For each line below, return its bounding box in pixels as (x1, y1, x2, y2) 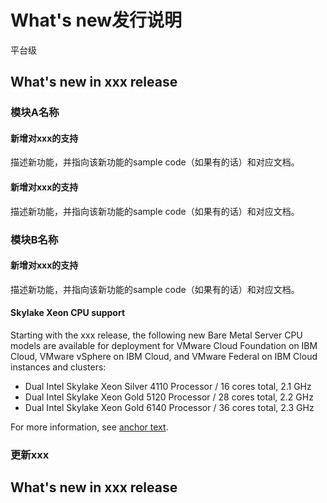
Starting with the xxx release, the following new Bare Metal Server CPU (10, 329, 303, 341)
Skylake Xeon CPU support (10, 307, 126, 319)
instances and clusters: (10, 361, 107, 373)
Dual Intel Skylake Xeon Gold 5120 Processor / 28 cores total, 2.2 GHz (24, 391, 314, 403)
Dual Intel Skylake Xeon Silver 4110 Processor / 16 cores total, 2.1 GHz (24, 380, 312, 392)
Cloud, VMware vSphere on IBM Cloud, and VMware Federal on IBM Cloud (10, 350, 318, 362)
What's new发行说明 (10, 9, 183, 32)
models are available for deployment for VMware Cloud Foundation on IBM (10, 339, 318, 351)
